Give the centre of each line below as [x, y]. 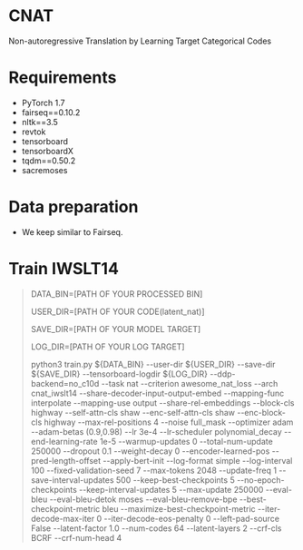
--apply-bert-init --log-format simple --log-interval [198, 460]
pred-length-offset [66, 460]
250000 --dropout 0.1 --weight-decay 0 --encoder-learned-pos [150, 451]
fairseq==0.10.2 [51, 112]
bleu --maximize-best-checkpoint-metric [179, 508]
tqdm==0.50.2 [49, 161]
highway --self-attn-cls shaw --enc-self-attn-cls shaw [133, 412]
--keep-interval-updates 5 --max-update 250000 [171, 489]
